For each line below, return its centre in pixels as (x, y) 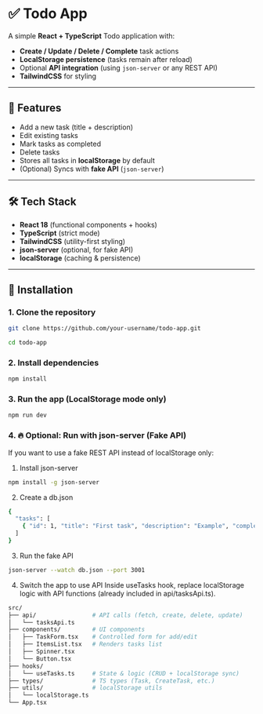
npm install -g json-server (54, 482)
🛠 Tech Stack (42, 202)
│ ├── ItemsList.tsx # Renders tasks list (85, 644)
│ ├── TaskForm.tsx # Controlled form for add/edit (103, 637)
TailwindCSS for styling (58, 76)
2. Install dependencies (54, 362)
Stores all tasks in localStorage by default (87, 160)
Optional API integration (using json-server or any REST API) (118, 67)
